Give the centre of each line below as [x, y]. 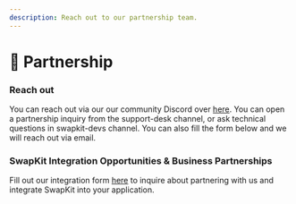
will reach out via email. [53, 138]
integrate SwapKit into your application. [82, 190]
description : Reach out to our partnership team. [104, 17]
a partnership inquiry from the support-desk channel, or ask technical [138, 119]
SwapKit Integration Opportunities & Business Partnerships [141, 161]
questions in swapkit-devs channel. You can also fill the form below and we [148, 128]
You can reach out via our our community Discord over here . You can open [147, 109]
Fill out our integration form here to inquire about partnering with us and [142, 181]
